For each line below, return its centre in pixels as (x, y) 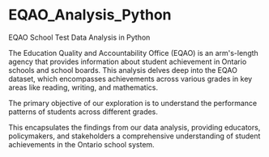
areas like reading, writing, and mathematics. (83, 87)
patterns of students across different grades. (83, 112)
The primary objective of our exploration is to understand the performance (133, 103)
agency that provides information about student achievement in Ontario (128, 62)
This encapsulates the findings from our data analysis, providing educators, (134, 127)
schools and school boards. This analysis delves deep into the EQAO (123, 70)
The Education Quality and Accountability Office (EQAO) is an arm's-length (134, 53)
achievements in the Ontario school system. (82, 144)
